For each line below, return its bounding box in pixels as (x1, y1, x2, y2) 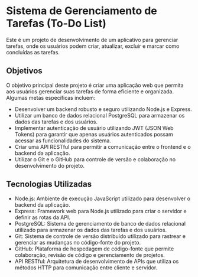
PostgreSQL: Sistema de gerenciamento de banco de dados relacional (14, 220, 186, 227)
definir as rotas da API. (14, 214, 71, 221)
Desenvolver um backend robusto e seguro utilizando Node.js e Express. (14, 105, 192, 113)
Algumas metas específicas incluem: (6, 94, 96, 101)
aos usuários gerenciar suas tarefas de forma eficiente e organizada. (6, 87, 174, 95)
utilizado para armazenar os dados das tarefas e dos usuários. (14, 226, 167, 233)
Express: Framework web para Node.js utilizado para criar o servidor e (14, 207, 187, 214)
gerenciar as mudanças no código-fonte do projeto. (14, 239, 141, 246)
